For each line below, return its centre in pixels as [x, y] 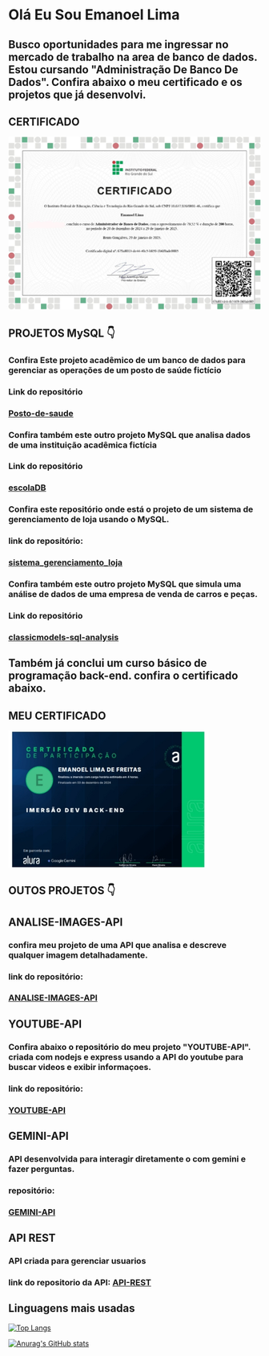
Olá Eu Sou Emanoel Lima [94, 15]
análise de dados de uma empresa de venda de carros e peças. [133, 594]
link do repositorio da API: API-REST [80, 1283]
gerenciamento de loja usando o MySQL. [89, 520]
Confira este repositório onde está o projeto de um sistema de [131, 509]
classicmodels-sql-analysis [64, 637]
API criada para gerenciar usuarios [77, 1261]
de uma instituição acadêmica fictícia [83, 445]
